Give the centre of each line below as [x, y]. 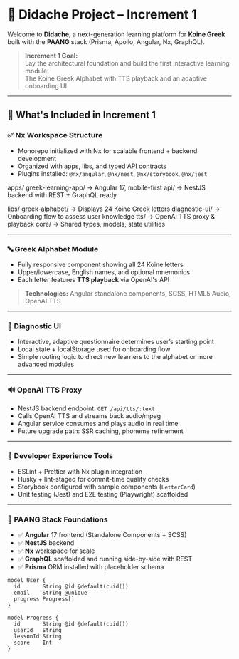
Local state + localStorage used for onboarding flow [94, 349]
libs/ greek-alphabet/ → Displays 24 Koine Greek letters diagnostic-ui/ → [114, 209]
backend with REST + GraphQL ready [62, 194]
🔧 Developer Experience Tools [60, 456]
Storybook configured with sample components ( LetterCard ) [106, 487]
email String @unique [51, 593]
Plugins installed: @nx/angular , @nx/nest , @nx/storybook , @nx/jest [112, 173]
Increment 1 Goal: [51, 56]
